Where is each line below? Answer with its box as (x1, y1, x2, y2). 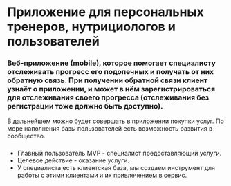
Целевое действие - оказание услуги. (17, 156, 130, 165)
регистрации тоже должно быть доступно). (7, 102, 163, 111)
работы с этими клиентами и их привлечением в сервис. (17, 171, 187, 180)
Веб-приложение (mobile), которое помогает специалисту (7, 58, 216, 68)
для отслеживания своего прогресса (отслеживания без (7, 93, 210, 102)
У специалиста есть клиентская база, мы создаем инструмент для (17, 164, 216, 172)
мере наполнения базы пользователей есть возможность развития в (7, 124, 213, 133)
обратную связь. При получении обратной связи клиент (7, 75, 208, 85)
